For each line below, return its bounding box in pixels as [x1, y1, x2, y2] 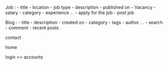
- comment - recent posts [5, 25, 59, 31]
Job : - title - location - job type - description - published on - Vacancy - [5, 5, 156, 10]
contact [5, 35, 21, 40]
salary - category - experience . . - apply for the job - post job [5, 10, 134, 16]
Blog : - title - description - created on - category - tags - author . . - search [5, 20, 163, 25]
